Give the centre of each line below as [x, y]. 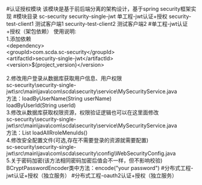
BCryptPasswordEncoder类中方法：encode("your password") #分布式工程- [100, 168]
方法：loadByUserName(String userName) [59, 99]
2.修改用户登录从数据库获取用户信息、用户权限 [64, 78]
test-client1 [20, 24]
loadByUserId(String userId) [41, 105]
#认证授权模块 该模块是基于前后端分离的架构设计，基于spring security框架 [99, 9]
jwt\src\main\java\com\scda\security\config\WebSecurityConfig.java [91, 153]
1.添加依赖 [19, 39]
